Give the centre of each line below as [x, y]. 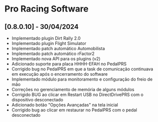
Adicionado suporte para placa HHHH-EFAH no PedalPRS [69, 64]
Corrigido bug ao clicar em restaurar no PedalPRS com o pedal [74, 110]
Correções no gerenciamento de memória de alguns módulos [73, 89]
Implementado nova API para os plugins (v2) [56, 59]
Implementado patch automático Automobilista [58, 48]
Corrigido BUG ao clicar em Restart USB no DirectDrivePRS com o [77, 95]
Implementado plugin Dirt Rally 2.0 [46, 38]
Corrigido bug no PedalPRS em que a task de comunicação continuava [82, 69]
